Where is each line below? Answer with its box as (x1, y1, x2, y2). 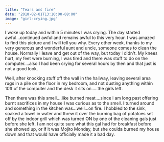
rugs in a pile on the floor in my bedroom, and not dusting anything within (5, 81, 153, 86)
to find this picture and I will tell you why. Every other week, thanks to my (5, 40, 152, 46)
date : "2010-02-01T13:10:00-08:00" (5, 12, 78, 17)
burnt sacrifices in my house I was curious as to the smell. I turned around (5, 101, 155, 106)
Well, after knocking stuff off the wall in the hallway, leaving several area (5, 75, 151, 81)
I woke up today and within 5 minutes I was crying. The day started (5, 30, 141, 36)
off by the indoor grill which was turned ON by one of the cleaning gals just (5, 116, 157, 122)
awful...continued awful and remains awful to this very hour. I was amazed (5, 35, 155, 41)
